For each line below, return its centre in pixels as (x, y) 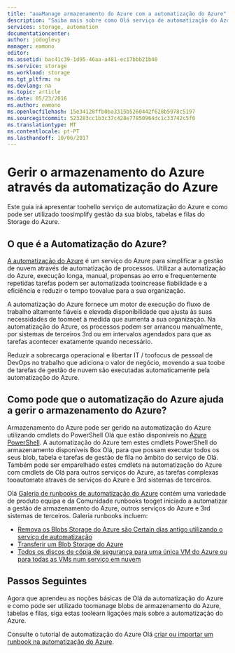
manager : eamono (31, 46)
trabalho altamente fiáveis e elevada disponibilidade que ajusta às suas (110, 312)
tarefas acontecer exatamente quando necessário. (80, 342)
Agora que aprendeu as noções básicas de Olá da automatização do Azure (115, 598)
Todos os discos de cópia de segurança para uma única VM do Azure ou (122, 551)
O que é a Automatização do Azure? (87, 244)
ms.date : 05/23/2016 (37, 99)
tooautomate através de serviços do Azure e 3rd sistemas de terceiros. (109, 480)
